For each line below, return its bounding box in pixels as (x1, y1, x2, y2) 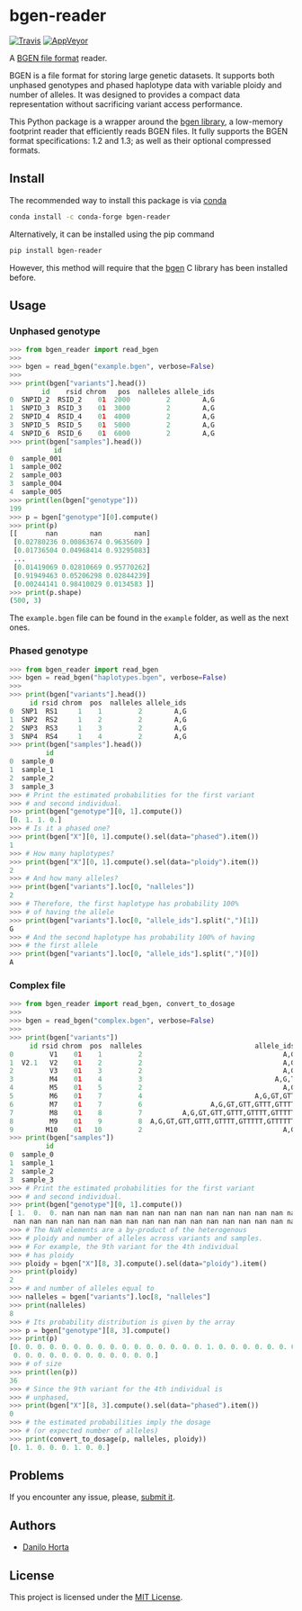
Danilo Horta (22, 1542, 69, 1552)
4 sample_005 (9, 488, 63, 497)
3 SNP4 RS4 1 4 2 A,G (9, 732, 187, 741)
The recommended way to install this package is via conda (9, 194, 227, 205)
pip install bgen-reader (9, 246, 102, 255)
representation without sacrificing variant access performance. (9, 98, 243, 109)
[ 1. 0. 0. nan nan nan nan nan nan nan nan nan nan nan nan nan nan (9, 1209, 283, 1218)
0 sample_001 (9, 454, 63, 463)
